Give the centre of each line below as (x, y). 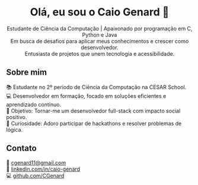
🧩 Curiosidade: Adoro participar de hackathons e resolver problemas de (94, 123)
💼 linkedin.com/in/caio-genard (43, 169)
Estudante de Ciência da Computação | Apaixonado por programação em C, (100, 28)
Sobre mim (27, 73)
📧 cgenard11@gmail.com (36, 162)
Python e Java (100, 34)
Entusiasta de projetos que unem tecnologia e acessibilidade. (100, 53)
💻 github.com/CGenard (35, 176)
